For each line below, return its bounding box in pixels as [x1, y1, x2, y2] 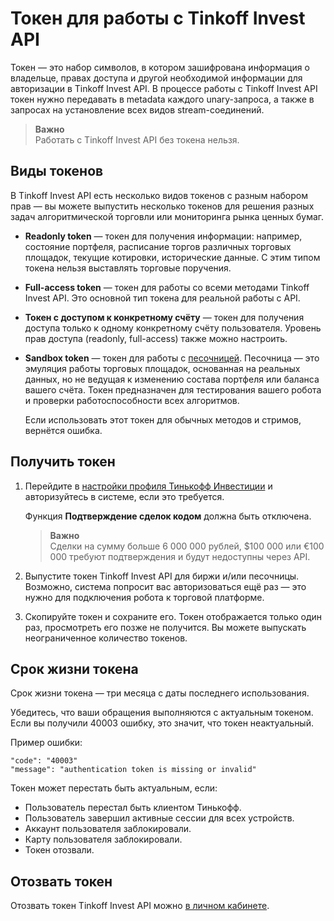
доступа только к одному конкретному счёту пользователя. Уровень [24, 322, 322, 334]
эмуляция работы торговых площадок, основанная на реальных [24, 362, 301, 374]
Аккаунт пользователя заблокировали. [24, 823, 192, 835]
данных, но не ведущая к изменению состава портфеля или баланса [24, 373, 320, 385]
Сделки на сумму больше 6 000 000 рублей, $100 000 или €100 [49, 540, 325, 552]
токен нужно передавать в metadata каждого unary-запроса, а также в [10, 93, 315, 105]
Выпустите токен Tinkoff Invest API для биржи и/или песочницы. [24, 570, 300, 582]
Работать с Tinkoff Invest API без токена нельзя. [34, 133, 240, 146]
